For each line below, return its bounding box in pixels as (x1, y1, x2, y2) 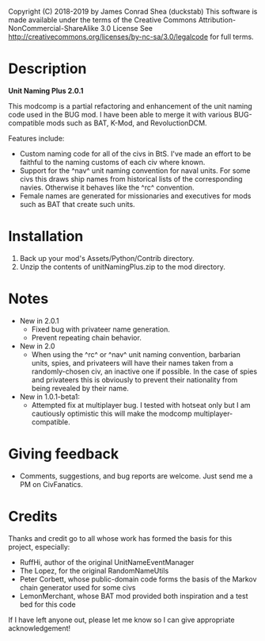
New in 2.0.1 (19, 316, 59, 325)
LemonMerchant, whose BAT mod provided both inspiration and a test (19, 591, 248, 601)
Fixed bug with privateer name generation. (31, 324, 170, 334)
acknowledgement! (8, 623, 71, 633)
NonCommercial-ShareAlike (8, 24, 99, 33)
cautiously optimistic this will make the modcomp (31, 409, 192, 418)
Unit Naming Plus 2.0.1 (8, 86, 84, 95)
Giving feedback (8, 445, 119, 463)
